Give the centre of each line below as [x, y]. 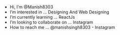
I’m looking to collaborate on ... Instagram [51, 22]
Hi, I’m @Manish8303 [31, 7]
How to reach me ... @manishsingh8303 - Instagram [62, 27]
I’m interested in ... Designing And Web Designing [60, 12]
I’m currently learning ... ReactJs [42, 17]
